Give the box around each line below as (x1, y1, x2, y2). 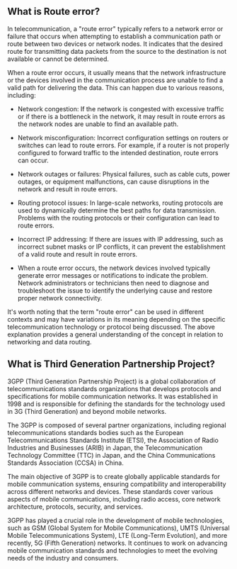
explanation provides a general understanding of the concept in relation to (7, 329, 224, 339)
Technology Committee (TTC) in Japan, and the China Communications (7, 451, 216, 459)
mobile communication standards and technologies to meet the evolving (7, 546, 218, 555)
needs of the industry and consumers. (7, 553, 119, 562)
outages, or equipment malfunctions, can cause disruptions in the (17, 177, 210, 186)
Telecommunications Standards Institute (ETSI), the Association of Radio (7, 436, 219, 444)
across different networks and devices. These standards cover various (7, 487, 214, 495)
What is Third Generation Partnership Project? (7, 358, 216, 371)
